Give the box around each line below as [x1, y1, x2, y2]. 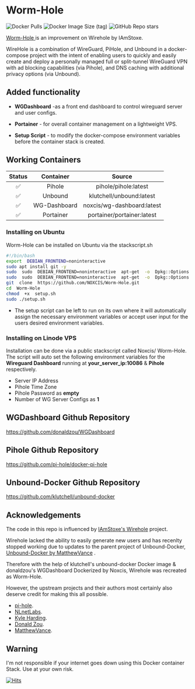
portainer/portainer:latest [87, 211, 156, 219]
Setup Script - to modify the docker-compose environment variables [14, 132, 180, 139]
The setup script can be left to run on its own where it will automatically [14, 306, 187, 314]
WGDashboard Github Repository [6, 413, 130, 423]
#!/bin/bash [6, 253, 35, 259]
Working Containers [6, 155, 81, 165]
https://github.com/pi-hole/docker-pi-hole [6, 460, 107, 468]
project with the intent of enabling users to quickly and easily [30, 51, 177, 58]
